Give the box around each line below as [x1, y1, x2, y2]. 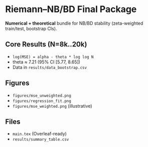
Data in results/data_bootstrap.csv [12, 64, 87, 70]
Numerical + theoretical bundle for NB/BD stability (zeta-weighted [5, 20, 143, 26]
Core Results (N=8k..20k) [5, 40, 87, 49]
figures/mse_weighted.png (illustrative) [12, 103, 92, 109]
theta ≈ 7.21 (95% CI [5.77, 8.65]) [12, 59, 80, 65]
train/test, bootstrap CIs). [5, 25, 57, 31]
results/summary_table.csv [12, 137, 69, 142]
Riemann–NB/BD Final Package [5, 4, 137, 15]
